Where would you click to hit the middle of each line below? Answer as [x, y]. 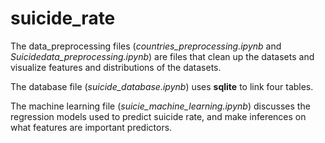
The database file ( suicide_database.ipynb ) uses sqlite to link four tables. [162, 86]
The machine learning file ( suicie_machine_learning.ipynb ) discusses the [160, 106]
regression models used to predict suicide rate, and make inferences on [158, 116]
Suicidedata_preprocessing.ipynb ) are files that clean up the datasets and [162, 56]
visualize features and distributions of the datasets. [116, 67]
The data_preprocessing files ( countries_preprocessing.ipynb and [146, 46]
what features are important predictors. [91, 127]
